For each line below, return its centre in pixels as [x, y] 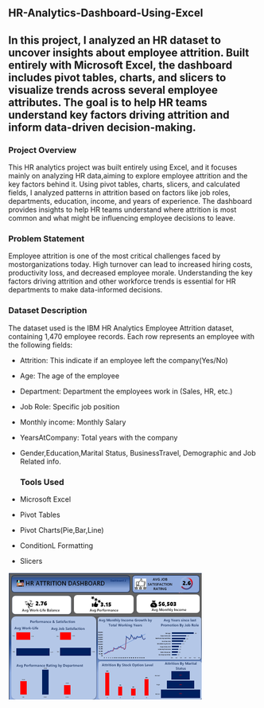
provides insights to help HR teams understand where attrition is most [122, 209]
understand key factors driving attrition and [119, 115]
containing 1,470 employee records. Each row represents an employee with [131, 336]
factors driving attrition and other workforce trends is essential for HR [122, 281]
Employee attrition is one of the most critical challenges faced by [115, 256]
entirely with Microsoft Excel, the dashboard [120, 65]
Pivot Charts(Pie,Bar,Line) [62, 530]
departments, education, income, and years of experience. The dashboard [130, 201]
